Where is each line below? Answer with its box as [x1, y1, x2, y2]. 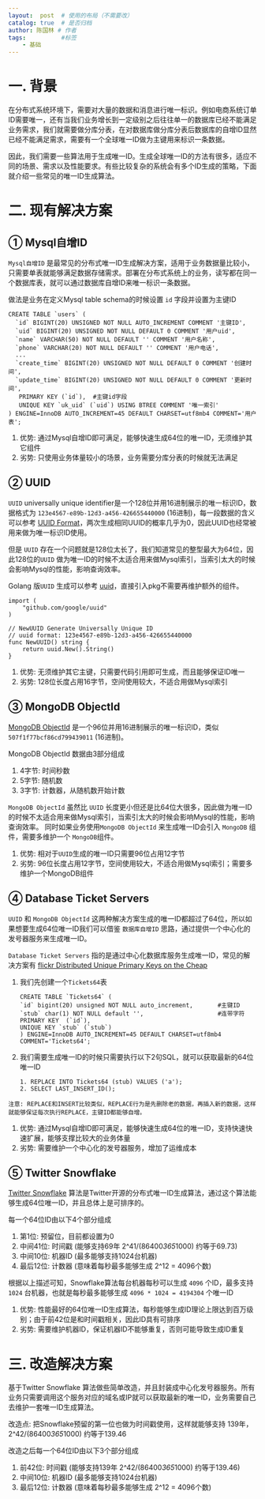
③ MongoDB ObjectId [8, 700, 121, 714]
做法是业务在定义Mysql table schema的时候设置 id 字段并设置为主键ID [8, 295, 237, 304]
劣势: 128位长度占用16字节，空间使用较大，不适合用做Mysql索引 [19, 676, 228, 686]
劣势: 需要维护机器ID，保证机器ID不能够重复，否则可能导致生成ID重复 [19, 1324, 245, 1334]
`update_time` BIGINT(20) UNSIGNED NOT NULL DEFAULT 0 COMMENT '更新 [15, 376, 246, 384]
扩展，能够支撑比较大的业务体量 [26, 1133, 131, 1143]
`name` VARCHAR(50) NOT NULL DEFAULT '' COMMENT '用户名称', [15, 336, 215, 344]
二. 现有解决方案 [8, 202, 113, 220]
